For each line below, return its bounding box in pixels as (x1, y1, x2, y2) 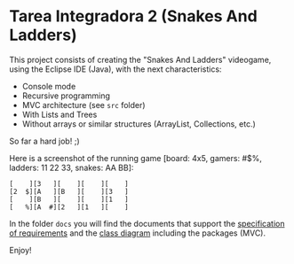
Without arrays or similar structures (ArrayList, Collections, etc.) (21, 118, 256, 129)
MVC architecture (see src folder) (21, 99, 146, 110)
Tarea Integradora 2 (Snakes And (9, 6, 258, 27)
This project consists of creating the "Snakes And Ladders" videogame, (9, 54, 272, 65)
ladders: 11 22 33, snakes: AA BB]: (9, 162, 134, 173)
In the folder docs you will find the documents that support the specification (9, 218, 285, 229)
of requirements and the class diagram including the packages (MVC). (9, 228, 266, 238)
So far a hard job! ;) (9, 136, 80, 146)
